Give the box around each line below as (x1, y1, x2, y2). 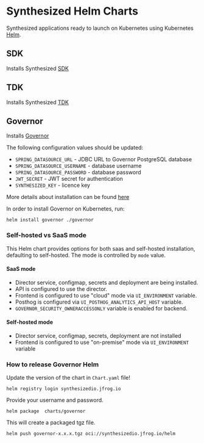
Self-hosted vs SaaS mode (6, 231, 87, 240)
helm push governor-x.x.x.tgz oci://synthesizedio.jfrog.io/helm (6, 431, 175, 437)
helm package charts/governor (6, 408, 86, 414)
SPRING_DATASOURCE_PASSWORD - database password (15, 169, 141, 176)
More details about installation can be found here (6, 194, 130, 201)
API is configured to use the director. (15, 285, 108, 293)
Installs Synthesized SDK (6, 65, 69, 72)
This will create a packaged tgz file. (6, 419, 96, 427)
